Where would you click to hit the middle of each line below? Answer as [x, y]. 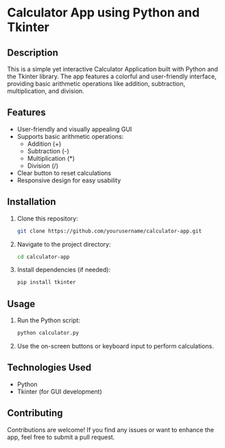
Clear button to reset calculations [64, 172]
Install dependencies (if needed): [64, 270]
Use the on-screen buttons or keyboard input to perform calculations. [115, 346]
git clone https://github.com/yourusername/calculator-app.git [109, 231]
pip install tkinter [46, 282]
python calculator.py [48, 333]
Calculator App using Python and [104, 13]
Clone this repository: [47, 219]
